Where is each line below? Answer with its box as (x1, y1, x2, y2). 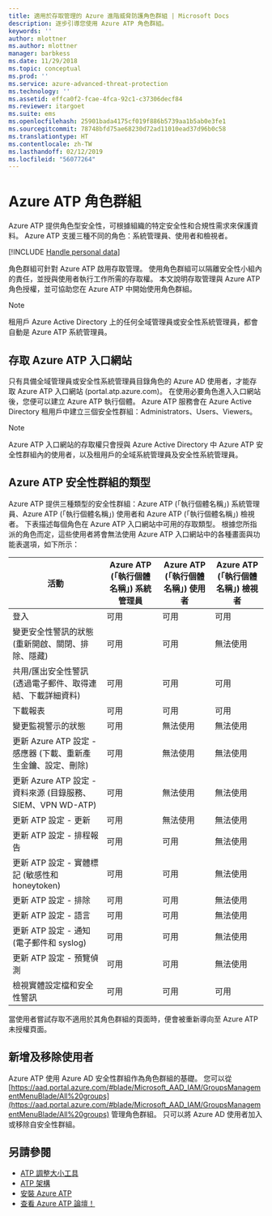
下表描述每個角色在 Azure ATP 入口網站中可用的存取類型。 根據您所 (23, 519, 251, 529)
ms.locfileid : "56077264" (8, 155, 96, 163)
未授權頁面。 (8, 1024, 51, 1034)
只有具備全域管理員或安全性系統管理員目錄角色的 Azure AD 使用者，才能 (8, 376, 250, 386)
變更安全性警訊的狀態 (12, 626, 95, 637)
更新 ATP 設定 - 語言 (12, 910, 91, 921)
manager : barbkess (8, 49, 70, 58)
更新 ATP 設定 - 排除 (12, 894, 91, 906)
